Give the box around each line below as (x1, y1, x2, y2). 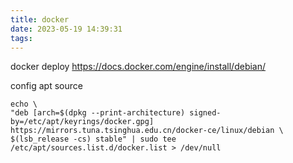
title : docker (10, 14, 70, 25)
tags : (10, 33, 33, 43)
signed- (189, 108, 222, 118)
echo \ (10, 99, 38, 110)
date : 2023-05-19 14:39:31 (10, 24, 123, 34)
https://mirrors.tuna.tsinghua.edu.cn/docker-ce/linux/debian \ (10, 126, 284, 136)
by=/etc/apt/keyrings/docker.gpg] (10, 117, 155, 127)
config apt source (10, 80, 83, 92)
